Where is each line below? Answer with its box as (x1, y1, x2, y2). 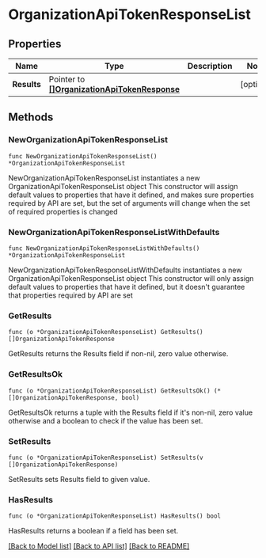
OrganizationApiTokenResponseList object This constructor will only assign (8, 273, 254, 283)
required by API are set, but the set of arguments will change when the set (8, 198, 251, 207)
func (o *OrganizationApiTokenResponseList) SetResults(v (8, 454, 203, 461)
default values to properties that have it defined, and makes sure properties (8, 190, 255, 199)
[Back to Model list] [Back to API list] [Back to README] (8, 541, 190, 551)
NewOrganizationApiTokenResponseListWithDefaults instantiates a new (8, 265, 242, 275)
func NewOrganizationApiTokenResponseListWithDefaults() (8, 244, 200, 252)
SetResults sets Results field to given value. (8, 474, 150, 484)
